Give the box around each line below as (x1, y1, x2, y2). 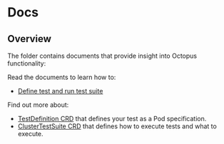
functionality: (7, 59, 46, 68)
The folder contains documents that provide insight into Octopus (7, 51, 198, 60)
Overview (7, 33, 52, 45)
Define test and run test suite (17, 87, 103, 95)
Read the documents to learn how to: (7, 73, 116, 81)
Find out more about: (7, 101, 69, 109)
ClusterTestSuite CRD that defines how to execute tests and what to (17, 122, 218, 130)
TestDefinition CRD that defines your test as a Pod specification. (17, 115, 207, 123)
